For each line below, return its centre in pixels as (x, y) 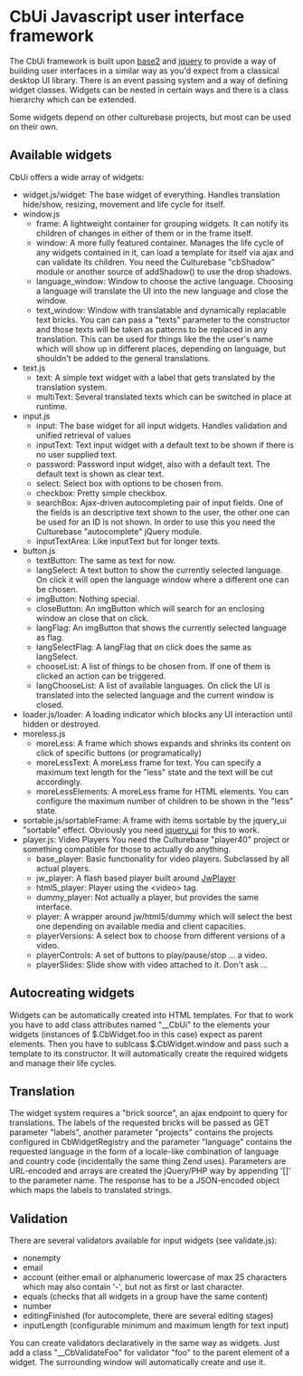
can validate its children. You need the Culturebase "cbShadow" (156, 262)
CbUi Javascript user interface (127, 17)
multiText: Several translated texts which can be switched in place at (164, 397)
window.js (41, 214)
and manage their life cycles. (63, 1063)
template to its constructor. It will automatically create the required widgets (149, 1054)
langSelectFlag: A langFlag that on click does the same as (143, 647)
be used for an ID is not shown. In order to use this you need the (156, 522)
